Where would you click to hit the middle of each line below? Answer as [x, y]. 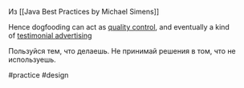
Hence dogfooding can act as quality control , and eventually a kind [119, 27]
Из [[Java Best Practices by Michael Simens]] [84, 12]
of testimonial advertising [50, 36]
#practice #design [39, 75]
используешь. [32, 60]
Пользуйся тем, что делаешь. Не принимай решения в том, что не [122, 51]
